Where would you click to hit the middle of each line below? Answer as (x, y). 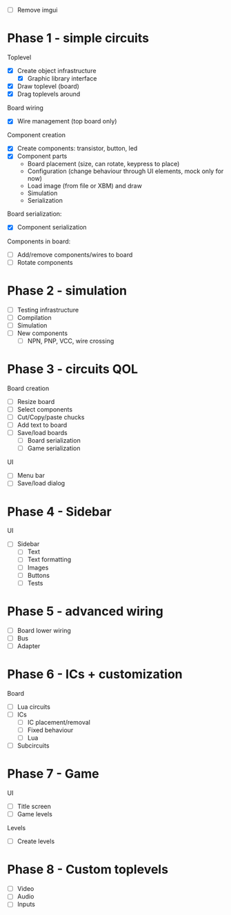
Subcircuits (33, 746)
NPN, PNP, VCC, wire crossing (71, 341)
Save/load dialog (41, 483)
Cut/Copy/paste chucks (51, 417)
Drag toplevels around (49, 94)
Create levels (36, 841)
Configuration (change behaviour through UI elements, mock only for (125, 171)
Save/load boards (42, 433)
